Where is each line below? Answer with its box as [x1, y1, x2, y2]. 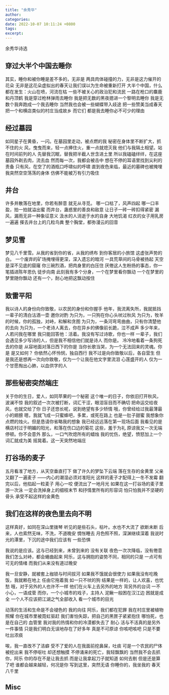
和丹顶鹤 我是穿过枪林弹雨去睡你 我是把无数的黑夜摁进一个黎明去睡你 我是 [5, 95, 159, 101]
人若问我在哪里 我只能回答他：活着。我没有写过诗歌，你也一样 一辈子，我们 [5, 331, 162, 337]
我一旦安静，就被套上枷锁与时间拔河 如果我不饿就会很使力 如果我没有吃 [5, 571, 154, 577]
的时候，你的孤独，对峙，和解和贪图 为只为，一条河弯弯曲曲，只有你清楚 [5, 318, 157, 325]
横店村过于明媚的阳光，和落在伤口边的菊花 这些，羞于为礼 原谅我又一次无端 [5, 425, 162, 431]
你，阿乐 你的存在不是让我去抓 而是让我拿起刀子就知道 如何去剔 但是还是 [5, 655, 156, 661]
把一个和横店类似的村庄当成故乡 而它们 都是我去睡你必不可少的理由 [5, 107, 145, 114]
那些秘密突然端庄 [5, 379, 59, 387]
